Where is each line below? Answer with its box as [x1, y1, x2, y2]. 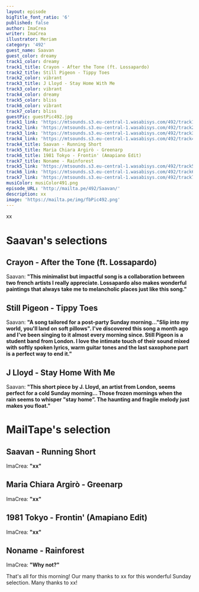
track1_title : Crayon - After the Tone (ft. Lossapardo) [6, 64, 150, 70]
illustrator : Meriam [6, 36, 57, 42]
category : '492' [6, 42, 46, 48]
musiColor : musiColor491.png [6, 180, 78, 186]
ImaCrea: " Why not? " [6, 561, 60, 568]
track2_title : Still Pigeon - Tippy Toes [6, 70, 110, 75]
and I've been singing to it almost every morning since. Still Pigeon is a [6, 331, 184, 339]
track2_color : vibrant [6, 75, 62, 81]
